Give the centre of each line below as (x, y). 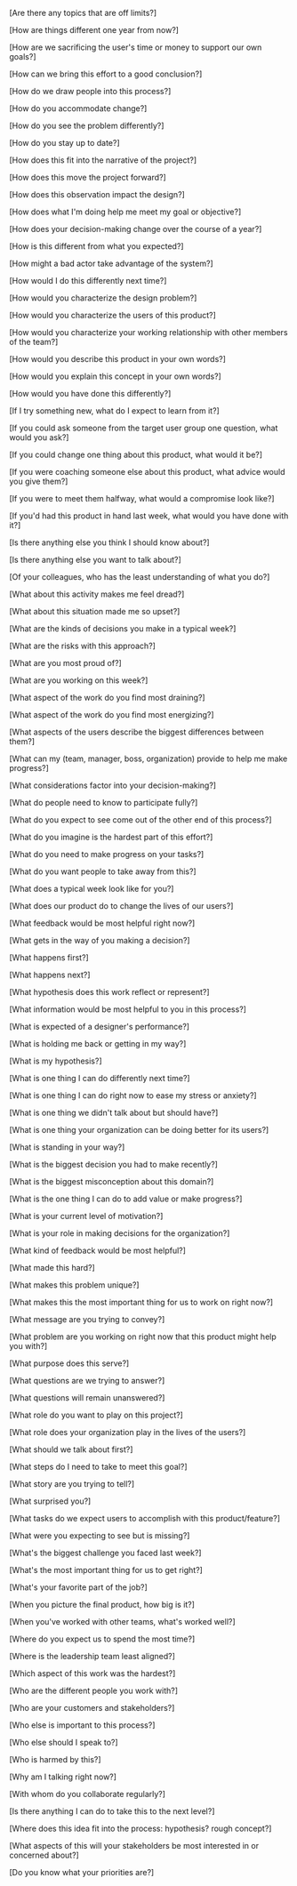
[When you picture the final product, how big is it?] (102, 1605)
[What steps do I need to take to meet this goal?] (99, 1467)
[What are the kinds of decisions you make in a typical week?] (123, 629)
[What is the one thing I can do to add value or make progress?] (126, 1199)
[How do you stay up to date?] (64, 143)
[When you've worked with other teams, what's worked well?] (122, 1621)
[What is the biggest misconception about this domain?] (112, 1181)
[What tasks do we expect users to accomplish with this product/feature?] (145, 1518)
